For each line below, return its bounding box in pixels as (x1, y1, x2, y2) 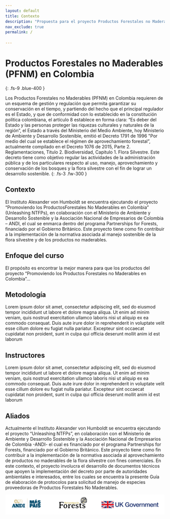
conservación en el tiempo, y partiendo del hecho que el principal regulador (5, 106, 163, 112)
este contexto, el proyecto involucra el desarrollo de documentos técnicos (5, 463, 160, 469)
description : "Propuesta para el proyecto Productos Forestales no (5, 19, 151, 24)
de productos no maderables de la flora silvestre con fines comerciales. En (5, 457, 161, 464)
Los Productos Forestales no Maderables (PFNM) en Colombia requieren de (5, 95, 163, 101)
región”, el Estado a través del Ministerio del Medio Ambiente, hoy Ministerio (5, 127, 164, 133)
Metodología (5, 290, 47, 299)
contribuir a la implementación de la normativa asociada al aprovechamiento (5, 452, 164, 458)
